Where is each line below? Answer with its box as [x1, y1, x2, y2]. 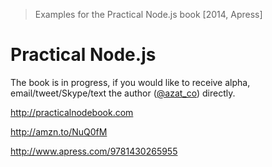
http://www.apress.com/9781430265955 [10, 145, 178, 157]
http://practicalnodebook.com [10, 106, 134, 118]
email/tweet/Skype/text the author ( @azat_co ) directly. [10, 87, 236, 99]
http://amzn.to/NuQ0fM [10, 125, 108, 138]
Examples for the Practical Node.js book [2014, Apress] [34, 9, 263, 20]
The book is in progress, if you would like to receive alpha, [10, 76, 251, 88]
